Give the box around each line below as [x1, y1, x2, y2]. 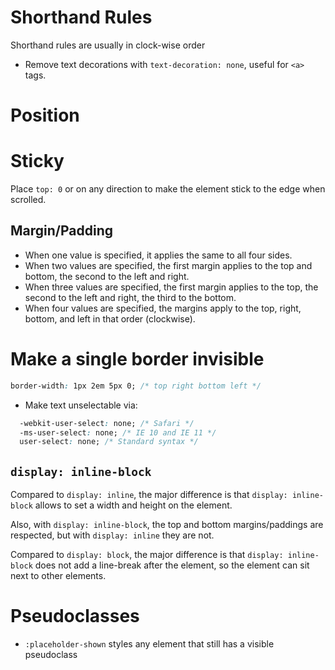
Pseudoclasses [10, 605, 140, 628]
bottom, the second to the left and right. [24, 270, 190, 282]
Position [10, 104, 80, 127]
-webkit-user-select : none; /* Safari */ [19, 418, 195, 428]
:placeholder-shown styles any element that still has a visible [24, 638, 275, 650]
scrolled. [10, 194, 47, 206]
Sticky [10, 150, 65, 173]
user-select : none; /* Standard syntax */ [19, 437, 199, 447]
